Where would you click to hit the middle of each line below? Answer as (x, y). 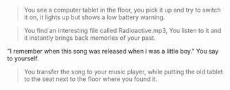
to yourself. (23, 58)
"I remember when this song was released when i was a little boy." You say (113, 51)
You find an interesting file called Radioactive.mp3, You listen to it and (123, 31)
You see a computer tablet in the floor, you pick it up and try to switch (122, 10)
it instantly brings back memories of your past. (90, 38)
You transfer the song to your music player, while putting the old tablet (123, 72)
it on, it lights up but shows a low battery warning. (94, 17)
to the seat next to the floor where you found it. (91, 79)
